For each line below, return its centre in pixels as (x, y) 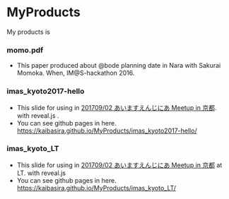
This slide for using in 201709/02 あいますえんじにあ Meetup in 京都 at (119, 165)
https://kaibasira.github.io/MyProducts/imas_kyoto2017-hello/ (107, 131)
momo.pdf (25, 50)
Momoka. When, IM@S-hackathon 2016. (76, 73)
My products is (28, 32)
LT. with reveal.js (41, 173)
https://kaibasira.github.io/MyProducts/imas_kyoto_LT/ (96, 188)
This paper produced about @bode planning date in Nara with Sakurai (119, 66)
